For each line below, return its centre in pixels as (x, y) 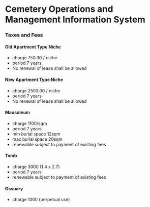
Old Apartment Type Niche (33, 47)
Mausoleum (17, 113)
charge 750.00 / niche (35, 58)
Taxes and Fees (24, 35)
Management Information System (75, 20)
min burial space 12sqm (36, 134)
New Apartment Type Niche (34, 80)
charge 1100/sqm (30, 123)
